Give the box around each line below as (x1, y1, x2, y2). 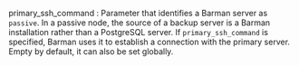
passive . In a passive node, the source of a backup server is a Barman (8, 17, 271, 28)
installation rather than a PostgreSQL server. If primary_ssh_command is (8, 27, 269, 37)
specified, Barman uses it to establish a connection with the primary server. (8, 36, 291, 47)
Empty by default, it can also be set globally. (8, 46, 174, 57)
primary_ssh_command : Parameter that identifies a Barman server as (8, 8, 268, 18)
